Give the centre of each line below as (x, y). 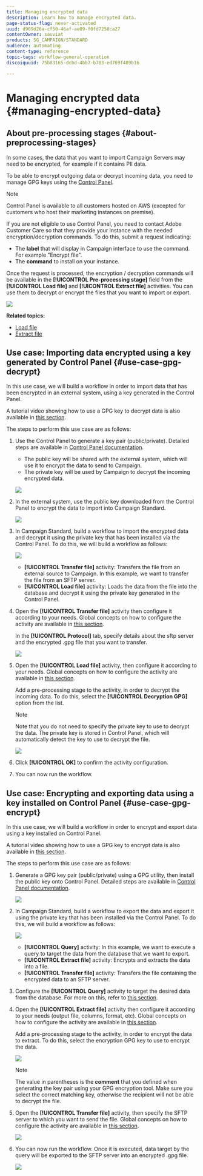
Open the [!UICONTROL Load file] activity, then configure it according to (106, 666)
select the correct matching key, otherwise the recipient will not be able (104, 1095)
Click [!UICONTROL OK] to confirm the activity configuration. (92, 763)
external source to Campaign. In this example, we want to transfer (106, 573)
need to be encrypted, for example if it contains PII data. (77, 164)
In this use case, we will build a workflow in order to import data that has (97, 387)
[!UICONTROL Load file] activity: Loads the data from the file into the (110, 587)
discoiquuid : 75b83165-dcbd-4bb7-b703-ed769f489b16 (73, 63)
